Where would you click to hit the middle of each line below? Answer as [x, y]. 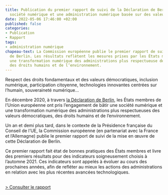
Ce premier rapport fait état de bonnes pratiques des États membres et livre [83, 151]
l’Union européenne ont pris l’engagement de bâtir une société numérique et [84, 105]
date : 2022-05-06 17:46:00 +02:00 [41, 19]
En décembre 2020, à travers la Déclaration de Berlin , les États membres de [83, 100]
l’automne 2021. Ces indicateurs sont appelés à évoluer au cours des [76, 162]
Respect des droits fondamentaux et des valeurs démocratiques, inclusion [82, 80]
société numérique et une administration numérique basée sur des [80, 14]
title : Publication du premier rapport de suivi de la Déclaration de [80, 10]
